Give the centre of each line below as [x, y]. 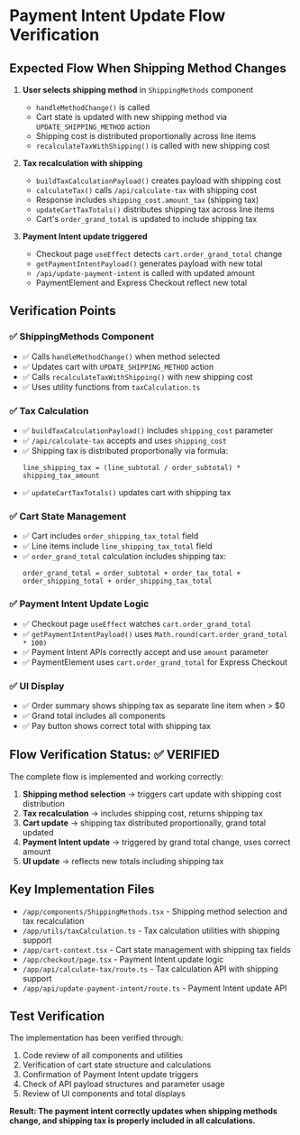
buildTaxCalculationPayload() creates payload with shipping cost [159, 180]
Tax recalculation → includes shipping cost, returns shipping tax [142, 813]
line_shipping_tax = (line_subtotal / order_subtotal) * [132, 467]
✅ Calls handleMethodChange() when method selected [121, 356]
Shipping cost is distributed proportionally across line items [146, 136]
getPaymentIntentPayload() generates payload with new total [149, 263]
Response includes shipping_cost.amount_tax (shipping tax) [147, 200]
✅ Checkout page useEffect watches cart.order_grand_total [137, 623]
